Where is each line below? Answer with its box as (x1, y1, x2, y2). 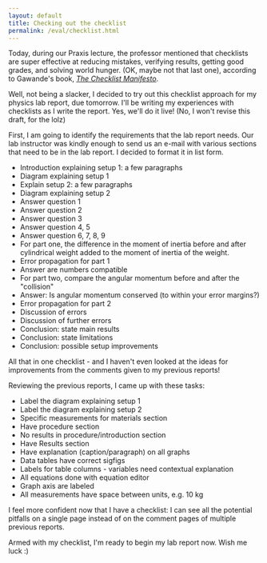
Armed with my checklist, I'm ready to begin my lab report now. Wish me (8, 537, 248, 548)
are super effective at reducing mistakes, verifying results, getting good (8, 57, 245, 66)
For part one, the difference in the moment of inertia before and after (19, 239, 246, 249)
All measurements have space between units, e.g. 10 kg (19, 489, 204, 500)
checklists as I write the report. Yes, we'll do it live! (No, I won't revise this (8, 106, 250, 116)
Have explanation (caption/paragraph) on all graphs (19, 447, 190, 457)
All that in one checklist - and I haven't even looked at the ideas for (8, 357, 229, 366)
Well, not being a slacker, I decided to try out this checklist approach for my (8, 90, 257, 99)
